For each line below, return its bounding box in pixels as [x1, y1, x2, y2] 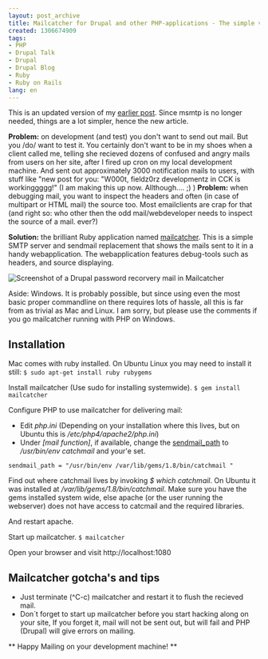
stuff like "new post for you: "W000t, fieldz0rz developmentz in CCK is [8, 174, 241, 184]
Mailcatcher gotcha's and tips [8, 571, 160, 585]
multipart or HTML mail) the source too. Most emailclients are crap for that [8, 200, 253, 210]
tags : [8, 34, 26, 42]
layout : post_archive [8, 11, 81, 20]
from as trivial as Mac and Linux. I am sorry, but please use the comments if [8, 306, 258, 316]
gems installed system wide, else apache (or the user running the [8, 493, 223, 502]
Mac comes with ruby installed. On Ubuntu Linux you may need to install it [8, 359, 252, 369]
